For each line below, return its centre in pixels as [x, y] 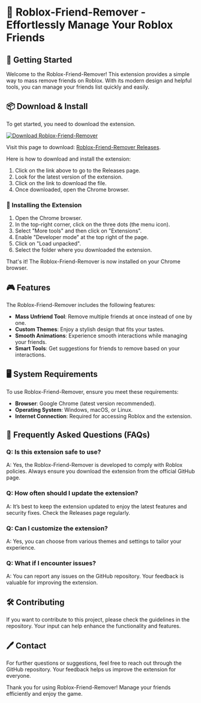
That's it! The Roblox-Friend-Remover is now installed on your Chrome [94, 262]
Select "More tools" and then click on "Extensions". [78, 231]
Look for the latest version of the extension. [69, 177]
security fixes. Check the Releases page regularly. [68, 512]
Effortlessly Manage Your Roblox [90, 25]
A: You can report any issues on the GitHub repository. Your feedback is [95, 576]
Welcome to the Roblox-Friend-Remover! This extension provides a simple [98, 74]
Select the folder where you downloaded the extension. [83, 250]
